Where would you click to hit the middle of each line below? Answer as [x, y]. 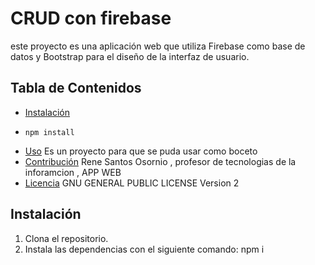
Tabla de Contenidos [76, 88]
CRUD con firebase [91, 18]
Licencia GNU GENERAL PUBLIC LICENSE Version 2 [132, 183]
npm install [49, 132]
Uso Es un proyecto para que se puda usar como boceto [141, 151]
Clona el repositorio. [66, 238]
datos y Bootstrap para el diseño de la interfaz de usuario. [130, 56]
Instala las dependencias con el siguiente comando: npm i [144, 249]
